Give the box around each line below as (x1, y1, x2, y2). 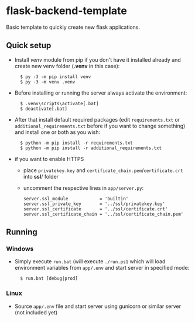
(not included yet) (14, 308, 58, 316)
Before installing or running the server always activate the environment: (14, 89, 187, 96)
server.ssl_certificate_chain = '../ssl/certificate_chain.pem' (23, 211, 184, 217)
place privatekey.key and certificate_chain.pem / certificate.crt (23, 166, 183, 174)
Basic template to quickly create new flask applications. (6, 24, 141, 31)
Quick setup (6, 41, 52, 51)
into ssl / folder (23, 173, 59, 180)
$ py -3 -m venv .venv (20, 79, 76, 85)
